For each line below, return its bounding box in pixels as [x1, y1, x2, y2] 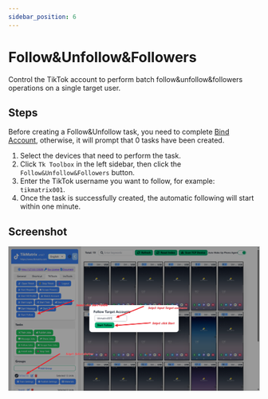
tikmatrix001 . [19, 185, 65, 194]
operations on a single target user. [8, 83, 121, 92]
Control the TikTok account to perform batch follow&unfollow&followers [8, 74, 243, 84]
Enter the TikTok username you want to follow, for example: [19, 176, 215, 186]
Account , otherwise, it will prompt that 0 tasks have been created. [8, 135, 225, 145]
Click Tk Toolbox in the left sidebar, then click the [19, 159, 182, 169]
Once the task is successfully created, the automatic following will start [19, 194, 254, 203]
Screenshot [8, 225, 68, 238]
